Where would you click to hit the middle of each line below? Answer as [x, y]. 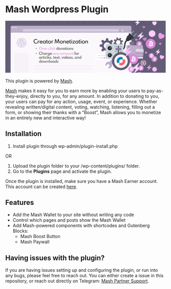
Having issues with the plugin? [55, 258]
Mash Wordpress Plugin [57, 9]
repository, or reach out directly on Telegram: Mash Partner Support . [77, 281]
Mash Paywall [35, 242]
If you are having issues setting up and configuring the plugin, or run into [82, 270]
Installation [23, 134]
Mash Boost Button [40, 237]
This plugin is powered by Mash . [39, 81]
